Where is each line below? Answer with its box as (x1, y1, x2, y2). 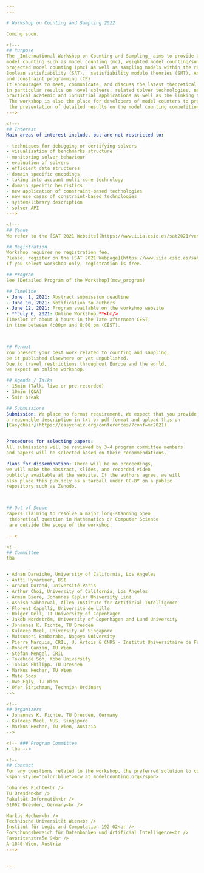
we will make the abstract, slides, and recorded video (6, 466, 151, 473)
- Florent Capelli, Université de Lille (6, 605, 110, 611)
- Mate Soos (6, 673, 36, 679)
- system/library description (6, 199, 83, 205)
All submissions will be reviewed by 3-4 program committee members (6, 444, 183, 450)
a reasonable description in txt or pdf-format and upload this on (6, 417, 181, 423)
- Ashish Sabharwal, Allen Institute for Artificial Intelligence (6, 600, 178, 606)
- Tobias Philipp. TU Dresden (6, 662, 83, 668)
